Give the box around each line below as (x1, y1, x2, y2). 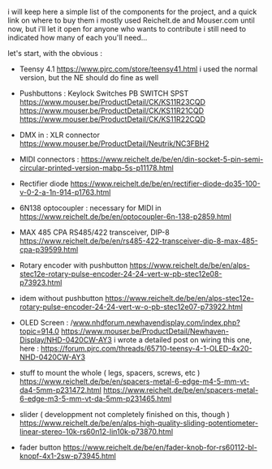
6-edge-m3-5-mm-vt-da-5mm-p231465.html (19, 394, 172, 403)
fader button (19, 442, 62, 452)
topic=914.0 (19, 326, 60, 336)
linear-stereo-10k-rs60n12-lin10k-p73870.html (19, 427, 174, 437)
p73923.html (19, 278, 63, 287)
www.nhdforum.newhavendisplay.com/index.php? (72, 318, 240, 327)
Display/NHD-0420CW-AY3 (19, 335, 113, 344)
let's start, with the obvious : (7, 49, 103, 58)
